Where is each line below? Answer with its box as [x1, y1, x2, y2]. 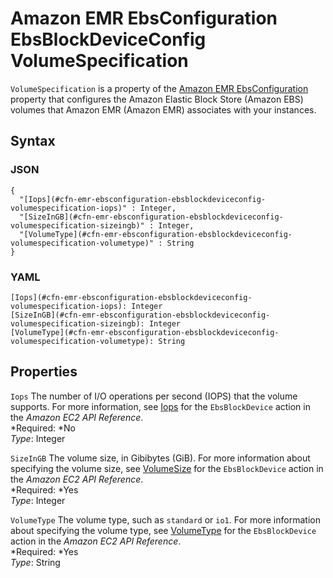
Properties [10, 363, 78, 381]
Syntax [10, 133, 56, 150]
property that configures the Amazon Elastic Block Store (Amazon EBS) [10, 93, 304, 105]
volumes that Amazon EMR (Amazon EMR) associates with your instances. [10, 103, 317, 116]
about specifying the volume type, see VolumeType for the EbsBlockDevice [10, 524, 317, 536]
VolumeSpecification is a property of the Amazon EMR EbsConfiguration [10, 82, 309, 94]
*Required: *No [10, 422, 76, 434]
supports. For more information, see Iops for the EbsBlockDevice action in [10, 400, 311, 412]
